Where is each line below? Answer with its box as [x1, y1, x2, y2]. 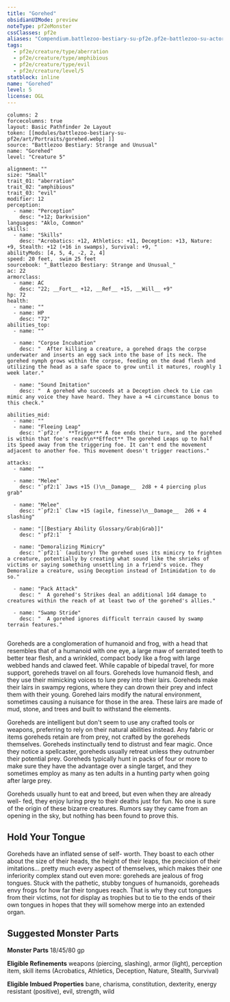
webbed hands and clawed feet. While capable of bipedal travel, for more [7, 661, 214, 669]
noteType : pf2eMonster [7, 23, 72, 29]
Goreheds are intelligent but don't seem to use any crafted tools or [7, 718, 195, 726]
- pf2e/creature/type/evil [13, 61, 90, 68]
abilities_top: [7, 321, 51, 328]
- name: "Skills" [13, 232, 63, 239]
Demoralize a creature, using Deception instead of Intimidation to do [7, 567, 216, 574]
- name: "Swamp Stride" [13, 609, 81, 616]
